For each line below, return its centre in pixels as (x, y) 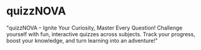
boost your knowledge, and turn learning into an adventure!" (82, 40)
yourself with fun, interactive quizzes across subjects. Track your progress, (101, 34)
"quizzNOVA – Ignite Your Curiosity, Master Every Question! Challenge (94, 28)
